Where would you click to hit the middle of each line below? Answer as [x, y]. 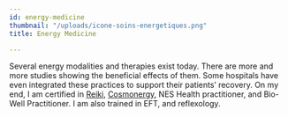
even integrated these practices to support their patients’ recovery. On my [144, 85]
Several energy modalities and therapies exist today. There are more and [141, 66]
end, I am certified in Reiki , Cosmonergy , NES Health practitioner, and [136, 94]
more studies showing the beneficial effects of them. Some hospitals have [144, 76]
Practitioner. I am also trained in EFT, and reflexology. [123, 104]
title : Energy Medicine [53, 33]
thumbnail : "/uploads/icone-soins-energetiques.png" [108, 26]
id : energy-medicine [47, 17]
